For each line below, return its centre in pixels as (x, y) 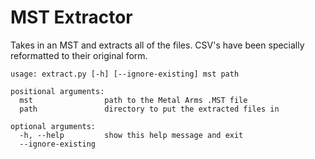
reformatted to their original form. (79, 55)
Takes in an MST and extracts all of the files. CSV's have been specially (157, 45)
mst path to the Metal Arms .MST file (133, 100)
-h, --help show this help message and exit (131, 135)
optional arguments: (53, 126)
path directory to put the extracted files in (149, 109)
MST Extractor (71, 17)
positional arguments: (57, 91)
